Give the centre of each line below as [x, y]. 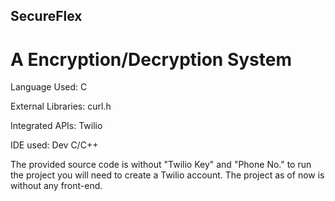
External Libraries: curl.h [61, 106]
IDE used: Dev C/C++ [54, 145]
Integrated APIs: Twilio [56, 126]
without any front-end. [56, 186]
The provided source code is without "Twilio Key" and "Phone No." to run [161, 165]
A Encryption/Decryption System [151, 59]
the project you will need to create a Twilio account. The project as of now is [167, 175]
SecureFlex [46, 16]
